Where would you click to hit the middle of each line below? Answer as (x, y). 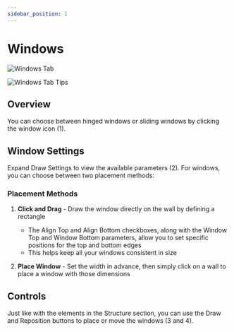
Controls (27, 296)
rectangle (31, 217)
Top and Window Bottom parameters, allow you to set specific (118, 238)
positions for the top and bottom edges (85, 245)
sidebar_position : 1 (38, 14)
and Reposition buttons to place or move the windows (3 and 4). (100, 321)
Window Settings (46, 151)
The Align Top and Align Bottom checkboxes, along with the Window (128, 230)
